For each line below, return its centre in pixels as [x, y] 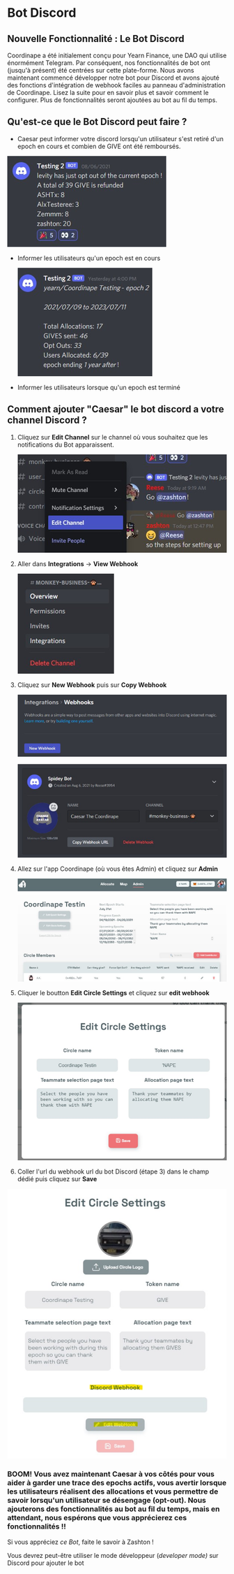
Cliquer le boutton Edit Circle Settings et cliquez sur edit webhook [114, 992]
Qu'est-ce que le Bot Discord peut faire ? [97, 122]
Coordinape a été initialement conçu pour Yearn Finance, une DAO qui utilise [117, 55]
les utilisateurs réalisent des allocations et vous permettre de [113, 1492]
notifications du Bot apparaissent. [66, 445]
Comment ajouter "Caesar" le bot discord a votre [116, 409]
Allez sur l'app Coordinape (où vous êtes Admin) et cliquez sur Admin [117, 869]
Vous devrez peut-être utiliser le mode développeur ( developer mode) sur [113, 1555]
